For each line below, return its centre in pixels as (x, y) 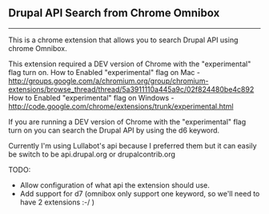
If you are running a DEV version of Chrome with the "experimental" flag (127, 121)
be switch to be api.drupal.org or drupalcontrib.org (92, 154)
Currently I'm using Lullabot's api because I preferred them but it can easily (133, 145)
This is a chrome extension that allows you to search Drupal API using (123, 40)
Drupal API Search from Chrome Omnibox (114, 13)
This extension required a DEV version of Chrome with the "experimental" (130, 64)
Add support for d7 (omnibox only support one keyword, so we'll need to (140, 193)
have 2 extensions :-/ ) (57, 202)
